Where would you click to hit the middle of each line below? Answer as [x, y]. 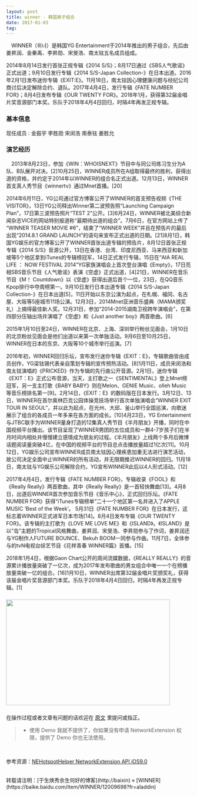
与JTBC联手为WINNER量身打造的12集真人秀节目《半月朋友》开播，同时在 [95, 422]
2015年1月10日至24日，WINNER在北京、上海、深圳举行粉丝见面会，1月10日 [97, 328]
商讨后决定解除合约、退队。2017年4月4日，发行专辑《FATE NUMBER [90, 88]
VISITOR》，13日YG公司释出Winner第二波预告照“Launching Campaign [90, 205]
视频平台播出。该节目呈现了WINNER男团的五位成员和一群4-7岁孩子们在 [98, 430]
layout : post [22, 11]
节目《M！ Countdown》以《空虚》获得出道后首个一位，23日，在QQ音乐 [95, 279]
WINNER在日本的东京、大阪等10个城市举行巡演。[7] [69, 343]
